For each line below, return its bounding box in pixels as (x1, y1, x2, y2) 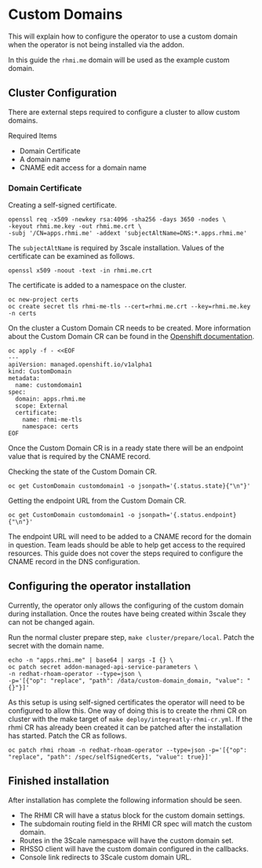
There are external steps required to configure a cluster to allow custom (8, 107, 241, 116)
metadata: (8, 375, 41, 382)
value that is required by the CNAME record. (8, 452, 151, 461)
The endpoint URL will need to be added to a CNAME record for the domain (8, 532, 252, 541)
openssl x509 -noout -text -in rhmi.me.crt (8, 267, 153, 275)
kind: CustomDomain (8, 368, 72, 375)
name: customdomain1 (15, 382, 82, 390)
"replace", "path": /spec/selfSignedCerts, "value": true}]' (8, 753, 213, 761)
